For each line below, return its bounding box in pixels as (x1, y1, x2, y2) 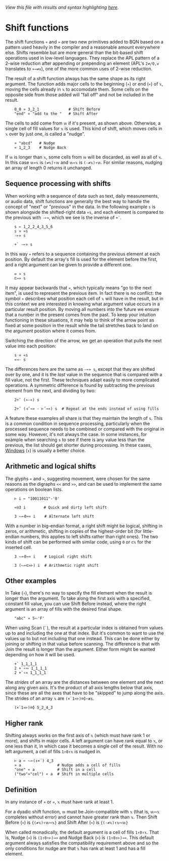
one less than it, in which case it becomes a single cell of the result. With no (5, 743, 163, 749)
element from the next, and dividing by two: (5, 387, 96, 394)
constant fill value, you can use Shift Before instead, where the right (5, 601, 146, 607)
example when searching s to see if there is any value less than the (5, 437, 145, 443)
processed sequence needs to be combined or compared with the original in (5, 425, 164, 432)
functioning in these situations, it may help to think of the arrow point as (5, 317, 154, 323)
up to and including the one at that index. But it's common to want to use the (5, 630, 164, 636)
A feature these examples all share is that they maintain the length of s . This (5, 415, 163, 421)
